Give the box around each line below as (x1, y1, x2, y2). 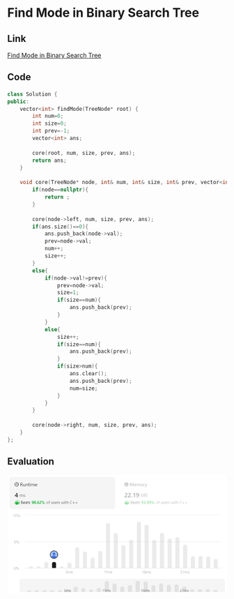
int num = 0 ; (32, 113, 64, 120)
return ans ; (32, 157, 68, 164)
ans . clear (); (69, 370, 108, 377)
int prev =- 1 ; (32, 128, 70, 135)
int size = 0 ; (32, 120, 68, 127)
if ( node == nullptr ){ (32, 186, 89, 193)
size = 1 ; (56, 289, 79, 296)
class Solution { (7, 91, 58, 98)
